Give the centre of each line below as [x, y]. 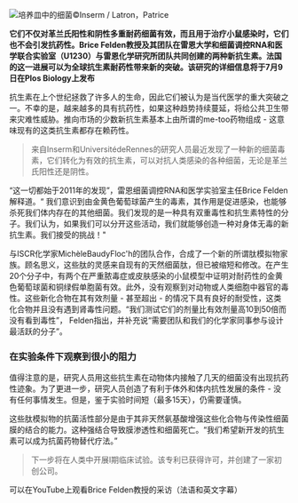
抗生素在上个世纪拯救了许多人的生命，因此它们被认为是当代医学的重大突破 [145, 97]
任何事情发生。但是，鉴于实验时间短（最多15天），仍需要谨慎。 [131, 400]
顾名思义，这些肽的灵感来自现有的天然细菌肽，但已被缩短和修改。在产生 [157, 265]
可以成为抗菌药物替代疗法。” [67, 441]
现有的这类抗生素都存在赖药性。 [75, 130]
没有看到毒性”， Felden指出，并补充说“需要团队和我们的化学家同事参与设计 [146, 320]
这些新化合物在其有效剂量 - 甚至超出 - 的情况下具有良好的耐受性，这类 [153, 298]
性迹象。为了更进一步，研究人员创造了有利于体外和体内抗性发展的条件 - [141, 389]
